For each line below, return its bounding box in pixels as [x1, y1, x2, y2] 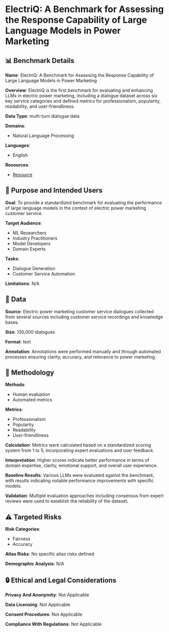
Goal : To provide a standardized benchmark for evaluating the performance [5, 199, 162, 205]
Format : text [5, 338, 31, 344]
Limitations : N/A [5, 280, 40, 287]
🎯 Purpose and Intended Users [5, 186, 103, 195]
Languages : [5, 143, 31, 148]
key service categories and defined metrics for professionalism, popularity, [5, 98, 161, 104]
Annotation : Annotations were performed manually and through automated [5, 348, 161, 355]
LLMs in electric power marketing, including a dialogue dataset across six [5, 93, 157, 99]
